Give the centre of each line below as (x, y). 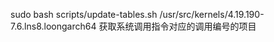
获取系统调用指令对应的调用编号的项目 (177, 26)
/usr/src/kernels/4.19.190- (212, 14)
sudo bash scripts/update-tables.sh (84, 14)
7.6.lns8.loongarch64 (53, 26)
